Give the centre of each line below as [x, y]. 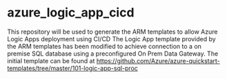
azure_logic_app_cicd [71, 13]
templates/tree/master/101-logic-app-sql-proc [72, 68]
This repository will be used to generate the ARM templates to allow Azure [112, 32]
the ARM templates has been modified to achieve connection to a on [105, 46]
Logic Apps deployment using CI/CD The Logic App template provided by [111, 38]
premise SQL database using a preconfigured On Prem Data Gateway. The [113, 54]
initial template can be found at [51, 60]
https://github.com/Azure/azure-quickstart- [158, 60]
